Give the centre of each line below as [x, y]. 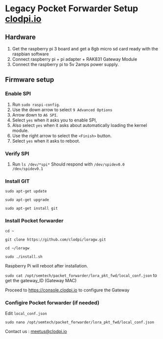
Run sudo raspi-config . [36, 104]
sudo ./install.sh [24, 257]
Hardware [20, 37]
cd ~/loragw [17, 248]
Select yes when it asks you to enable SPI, [54, 120]
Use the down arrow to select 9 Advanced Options [62, 109]
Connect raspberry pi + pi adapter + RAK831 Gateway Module [75, 59]
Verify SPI [17, 153]
